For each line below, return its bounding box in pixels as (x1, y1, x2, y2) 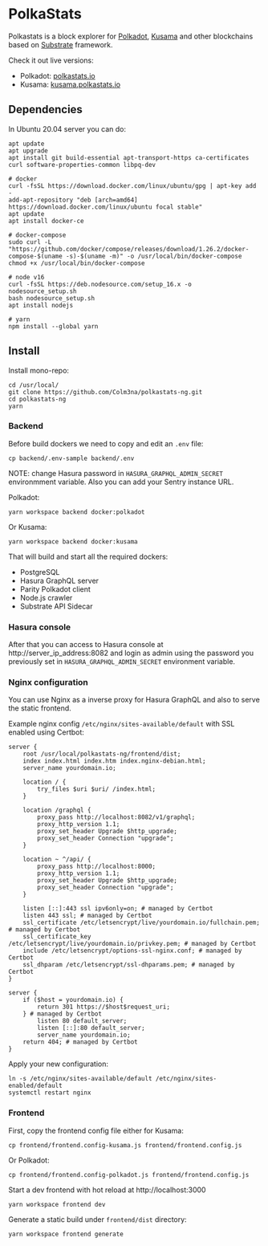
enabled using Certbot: (8, 727, 84, 737)
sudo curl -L (8, 238, 52, 246)
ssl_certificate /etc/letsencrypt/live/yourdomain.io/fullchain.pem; (22, 918, 261, 927)
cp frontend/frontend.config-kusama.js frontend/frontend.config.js (8, 1141, 242, 1149)
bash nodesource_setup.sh (8, 294, 95, 302)
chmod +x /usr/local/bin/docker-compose (8, 259, 146, 267)
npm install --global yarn (8, 322, 99, 330)
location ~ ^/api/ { (22, 856, 91, 864)
